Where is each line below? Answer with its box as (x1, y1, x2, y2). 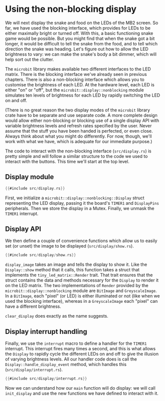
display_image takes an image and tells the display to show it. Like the (5, 261, 147, 267)
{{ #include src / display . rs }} (5, 186, 65, 191)
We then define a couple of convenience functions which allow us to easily (5, 238, 158, 244)
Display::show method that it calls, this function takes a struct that (5, 267, 140, 273)
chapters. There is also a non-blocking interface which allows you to (5, 76, 145, 82)
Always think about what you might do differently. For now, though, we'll (5, 133, 152, 139)
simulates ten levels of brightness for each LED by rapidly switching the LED (5, 92, 161, 98)
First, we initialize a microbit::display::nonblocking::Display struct (5, 195, 145, 201)
